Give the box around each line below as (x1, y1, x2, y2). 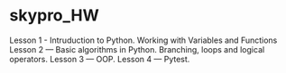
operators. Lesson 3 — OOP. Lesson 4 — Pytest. (9, 53, 190, 64)
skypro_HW (9, 5, 99, 26)
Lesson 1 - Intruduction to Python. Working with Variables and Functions (9, 35, 278, 45)
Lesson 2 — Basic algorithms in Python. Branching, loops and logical (9, 44, 265, 54)
